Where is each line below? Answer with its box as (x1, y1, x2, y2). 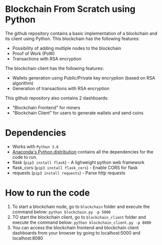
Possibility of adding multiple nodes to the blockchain (12, 45, 121, 51)
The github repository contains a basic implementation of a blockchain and (5, 30, 158, 36)
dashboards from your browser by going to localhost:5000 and (12, 230, 141, 236)
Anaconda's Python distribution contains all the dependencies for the (12, 148, 154, 154)
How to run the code (5, 187, 90, 198)
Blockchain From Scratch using (5, 3, 136, 15)
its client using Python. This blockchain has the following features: (5, 36, 140, 42)
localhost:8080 (12, 235, 43, 241)
